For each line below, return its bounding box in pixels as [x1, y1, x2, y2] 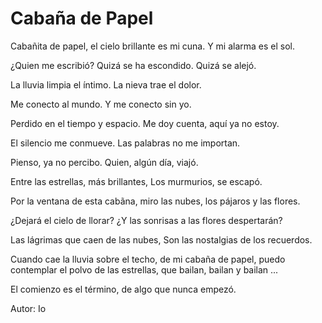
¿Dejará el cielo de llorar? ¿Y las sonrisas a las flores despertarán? [10, 214, 283, 226]
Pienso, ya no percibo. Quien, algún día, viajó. [10, 156, 199, 168]
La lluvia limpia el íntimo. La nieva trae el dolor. [10, 78, 202, 91]
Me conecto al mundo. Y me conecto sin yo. [10, 98, 192, 110]
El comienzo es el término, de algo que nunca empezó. [10, 283, 237, 295]
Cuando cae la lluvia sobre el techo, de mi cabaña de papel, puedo [10, 253, 286, 265]
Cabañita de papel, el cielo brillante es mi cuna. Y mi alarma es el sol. [10, 40, 296, 52]
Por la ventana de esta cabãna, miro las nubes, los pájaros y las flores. [10, 195, 301, 207]
